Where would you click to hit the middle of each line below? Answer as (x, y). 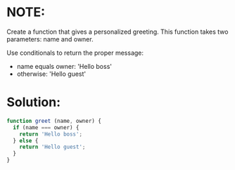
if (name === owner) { (46, 127)
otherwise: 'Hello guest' (51, 74)
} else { (26, 140)
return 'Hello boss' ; (51, 134)
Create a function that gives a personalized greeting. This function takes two (118, 32)
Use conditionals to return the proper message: (75, 53)
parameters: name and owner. (50, 39)
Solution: (34, 102)
